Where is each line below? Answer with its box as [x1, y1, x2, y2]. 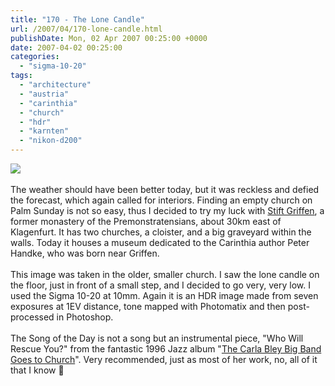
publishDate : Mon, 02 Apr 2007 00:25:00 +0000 [10, 33, 208, 43]
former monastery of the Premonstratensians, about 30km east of [10, 216, 282, 227]
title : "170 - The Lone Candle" [10, 14, 145, 25]
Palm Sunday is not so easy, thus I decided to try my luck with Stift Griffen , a [10, 205, 325, 216]
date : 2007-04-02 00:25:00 [10, 42, 123, 53]
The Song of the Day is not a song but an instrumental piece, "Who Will [10, 332, 304, 344]
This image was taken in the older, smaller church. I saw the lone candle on [10, 269, 320, 280]
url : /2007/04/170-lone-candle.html [10, 24, 163, 34]
